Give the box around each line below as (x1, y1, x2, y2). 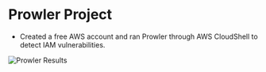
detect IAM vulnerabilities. (19, 40, 106, 49)
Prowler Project (8, 6, 113, 24)
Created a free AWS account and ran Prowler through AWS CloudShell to (19, 32, 258, 41)
